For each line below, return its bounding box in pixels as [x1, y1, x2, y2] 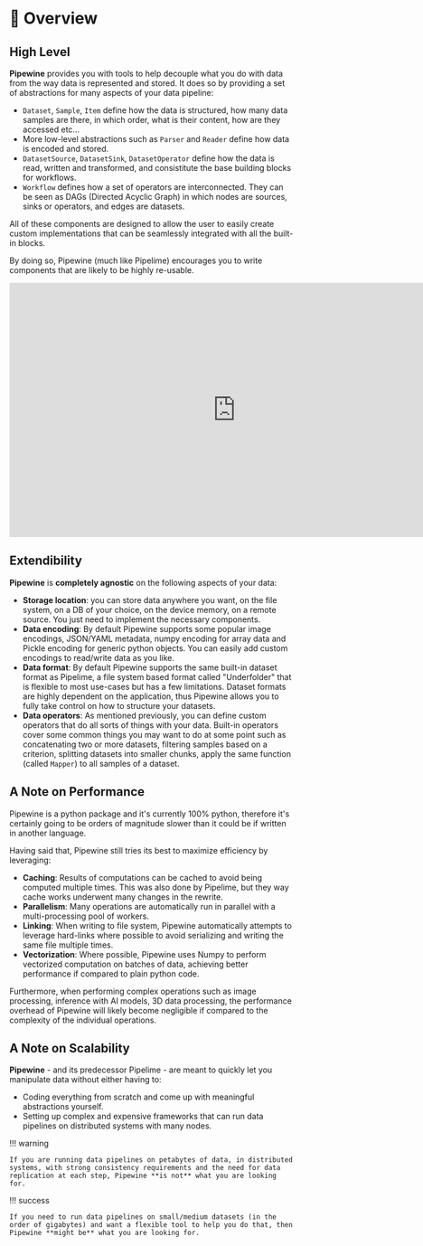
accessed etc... [22, 124, 80, 135]
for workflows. [22, 172, 77, 183]
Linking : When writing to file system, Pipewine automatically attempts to [22, 920, 292, 930]
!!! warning [9, 1138, 50, 1149]
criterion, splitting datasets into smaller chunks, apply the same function [22, 748, 292, 759]
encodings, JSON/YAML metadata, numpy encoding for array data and [22, 633, 287, 644]
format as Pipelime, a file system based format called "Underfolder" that [22, 671, 292, 682]
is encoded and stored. [22, 144, 109, 154]
